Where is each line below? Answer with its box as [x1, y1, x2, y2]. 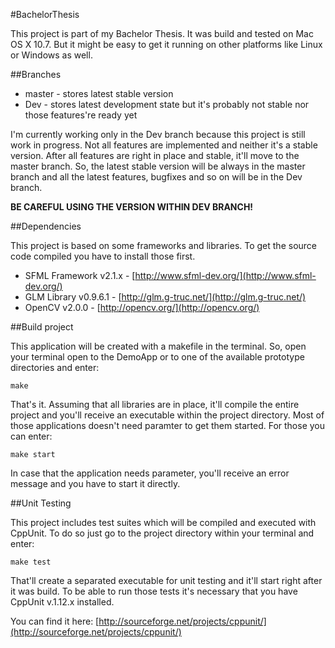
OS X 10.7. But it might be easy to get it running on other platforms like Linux [10, 39, 323, 50]
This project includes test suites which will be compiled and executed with [10, 517, 317, 528]
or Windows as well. [10, 49, 93, 61]
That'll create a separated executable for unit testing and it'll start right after [10, 575, 323, 586]
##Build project [10, 321, 74, 333]
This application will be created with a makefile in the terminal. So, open [10, 340, 307, 352]
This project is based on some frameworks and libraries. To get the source [10, 240, 317, 251]
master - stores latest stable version [24, 88, 174, 99]
